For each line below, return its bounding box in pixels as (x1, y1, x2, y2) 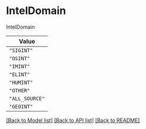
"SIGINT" (9, 47, 33, 54)
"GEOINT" (9, 103, 33, 110)
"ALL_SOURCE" (9, 95, 46, 102)
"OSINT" (9, 55, 30, 62)
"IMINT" (9, 63, 30, 69)
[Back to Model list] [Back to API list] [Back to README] (6, 117, 140, 124)
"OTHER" (9, 87, 30, 94)
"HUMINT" (9, 79, 33, 86)
